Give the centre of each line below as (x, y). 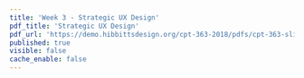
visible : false (38, 51)
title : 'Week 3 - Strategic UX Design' (85, 17)
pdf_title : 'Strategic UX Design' (75, 26)
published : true (40, 43)
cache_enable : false (48, 59)
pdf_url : (26, 34)
